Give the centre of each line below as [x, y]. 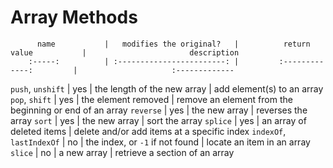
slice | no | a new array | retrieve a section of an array [122, 152]
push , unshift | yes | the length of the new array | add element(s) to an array [167, 88]
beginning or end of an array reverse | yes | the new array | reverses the [159, 110]
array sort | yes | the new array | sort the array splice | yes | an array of [158, 120]
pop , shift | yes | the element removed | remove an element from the [151, 99]
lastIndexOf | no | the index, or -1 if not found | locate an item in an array [160, 142]
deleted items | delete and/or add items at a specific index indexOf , [148, 131]
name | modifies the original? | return [173, 44]
